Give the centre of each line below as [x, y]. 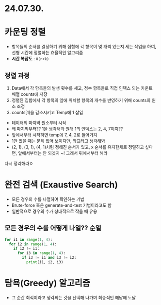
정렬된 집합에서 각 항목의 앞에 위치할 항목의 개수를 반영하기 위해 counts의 [81, 100]
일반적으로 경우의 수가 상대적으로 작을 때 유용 [54, 211]
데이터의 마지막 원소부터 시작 [39, 122]
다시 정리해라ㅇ [19, 163]
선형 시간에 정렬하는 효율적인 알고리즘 [47, 53]
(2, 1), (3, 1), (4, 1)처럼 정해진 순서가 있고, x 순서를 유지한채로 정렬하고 [78, 147]
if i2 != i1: [26, 249]
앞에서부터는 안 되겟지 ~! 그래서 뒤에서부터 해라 [63, 153]
